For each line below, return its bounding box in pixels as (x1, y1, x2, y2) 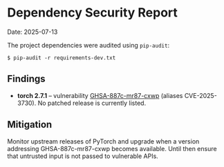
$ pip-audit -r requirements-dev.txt (7, 54, 116, 61)
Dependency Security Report (7, 5, 178, 21)
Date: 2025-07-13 (7, 28, 58, 36)
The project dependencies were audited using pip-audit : (7, 41, 170, 49)
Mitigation (7, 119, 53, 130)
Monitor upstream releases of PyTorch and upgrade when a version (7, 137, 200, 146)
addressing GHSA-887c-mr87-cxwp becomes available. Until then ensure (7, 144, 217, 153)
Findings (7, 73, 46, 85)
